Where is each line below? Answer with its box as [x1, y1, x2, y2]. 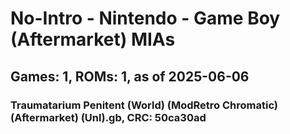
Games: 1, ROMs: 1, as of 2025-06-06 [10, 68, 250, 85]
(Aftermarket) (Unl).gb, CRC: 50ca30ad [10, 110, 207, 124]
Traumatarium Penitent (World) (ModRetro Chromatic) [10, 98, 279, 112]
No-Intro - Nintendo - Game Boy [10, 7, 281, 30]
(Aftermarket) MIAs [10, 28, 176, 51]
